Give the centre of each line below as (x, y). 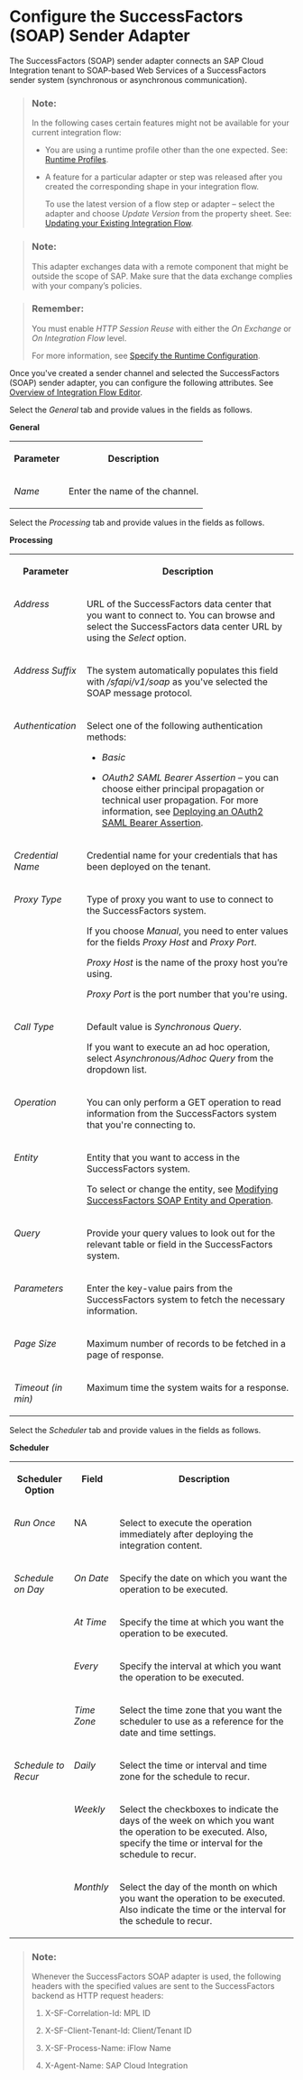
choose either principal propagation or (183, 788)
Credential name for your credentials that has (182, 855)
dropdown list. (116, 1069)
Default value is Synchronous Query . (164, 1026)
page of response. (125, 1355)
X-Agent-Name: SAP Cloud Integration (116, 2066)
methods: (106, 737)
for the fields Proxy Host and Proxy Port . (171, 942)
